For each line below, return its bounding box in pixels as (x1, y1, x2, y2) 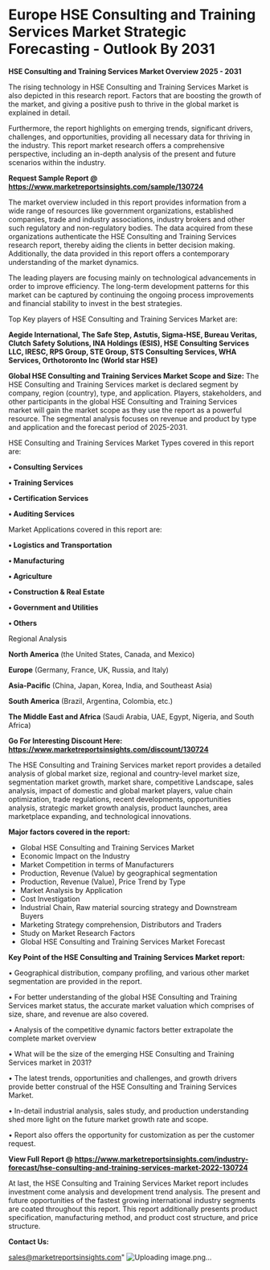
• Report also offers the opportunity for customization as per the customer (8, 1130, 255, 1140)
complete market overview (8, 1033, 96, 1043)
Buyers (19, 911, 44, 920)
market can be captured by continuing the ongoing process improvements (8, 290, 255, 300)
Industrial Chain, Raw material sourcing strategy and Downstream (19, 902, 237, 912)
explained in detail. (8, 107, 71, 118)
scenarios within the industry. (8, 157, 106, 167)
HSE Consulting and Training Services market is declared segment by (8, 379, 239, 389)
